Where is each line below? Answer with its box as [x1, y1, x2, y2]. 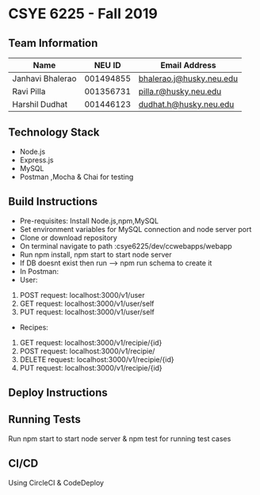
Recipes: [19, 322, 49, 332]
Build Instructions [8, 195, 98, 208]
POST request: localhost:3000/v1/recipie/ [19, 346, 155, 356]
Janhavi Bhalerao [12, 73, 77, 84]
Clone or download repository [19, 233, 117, 242]
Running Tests [8, 413, 81, 426]
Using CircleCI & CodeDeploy [8, 478, 105, 487]
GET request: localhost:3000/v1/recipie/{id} [19, 337, 162, 347]
